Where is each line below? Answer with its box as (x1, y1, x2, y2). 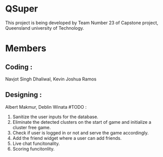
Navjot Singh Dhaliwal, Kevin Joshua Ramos (5, 76, 97, 82)
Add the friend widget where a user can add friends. (12, 135, 122, 141)
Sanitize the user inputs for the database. (12, 114, 98, 120)
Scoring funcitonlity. (12, 145, 55, 151)
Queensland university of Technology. (5, 25, 84, 31)
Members (5, 43, 46, 54)
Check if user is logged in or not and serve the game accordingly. (12, 129, 149, 136)
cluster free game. (12, 124, 51, 130)
